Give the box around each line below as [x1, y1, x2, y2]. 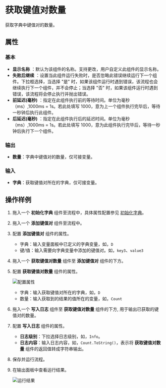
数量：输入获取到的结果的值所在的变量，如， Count [19, 296, 122, 302]
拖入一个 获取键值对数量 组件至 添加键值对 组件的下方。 [12, 258, 126, 264]
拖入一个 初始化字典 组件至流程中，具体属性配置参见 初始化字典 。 [12, 210, 147, 216]
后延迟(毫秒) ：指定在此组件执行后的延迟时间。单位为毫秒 [12, 115, 130, 121]
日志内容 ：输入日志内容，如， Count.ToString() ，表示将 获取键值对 [19, 340, 157, 346]
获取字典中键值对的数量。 [5, 22, 57, 28]
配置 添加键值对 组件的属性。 [12, 231, 72, 237]
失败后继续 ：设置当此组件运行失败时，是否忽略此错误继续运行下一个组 [12, 72, 157, 78]
